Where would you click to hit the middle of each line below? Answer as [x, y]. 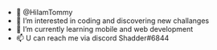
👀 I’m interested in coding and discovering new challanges [113, 21]
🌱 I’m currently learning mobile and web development [104, 29]
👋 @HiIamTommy [44, 12]
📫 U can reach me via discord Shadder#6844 [92, 38]
